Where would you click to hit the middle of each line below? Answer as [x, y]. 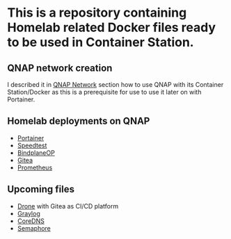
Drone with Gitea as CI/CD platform [68, 206]
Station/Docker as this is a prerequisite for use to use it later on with [104, 92]
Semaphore [34, 228]
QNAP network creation [60, 68]
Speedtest [32, 145]
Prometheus [35, 167]
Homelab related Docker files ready [112, 27]
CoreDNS [31, 221]
